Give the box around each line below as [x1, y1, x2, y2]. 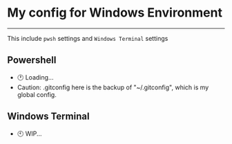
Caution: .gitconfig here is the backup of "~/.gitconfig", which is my [17, 83, 209, 91]
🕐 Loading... [17, 73, 54, 81]
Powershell [7, 54, 57, 66]
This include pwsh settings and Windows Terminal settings [7, 34, 168, 42]
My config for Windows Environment [7, 5, 223, 21]
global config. [17, 90, 57, 98]
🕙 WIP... [17, 129, 43, 138]
